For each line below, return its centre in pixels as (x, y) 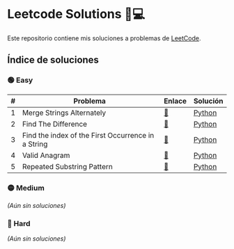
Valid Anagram (46, 155)
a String (35, 144)
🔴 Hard (19, 223)
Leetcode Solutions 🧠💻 (76, 14)
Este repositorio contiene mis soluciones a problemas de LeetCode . (104, 38)
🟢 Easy (20, 80)
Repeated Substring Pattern (67, 166)
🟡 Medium (26, 188)
